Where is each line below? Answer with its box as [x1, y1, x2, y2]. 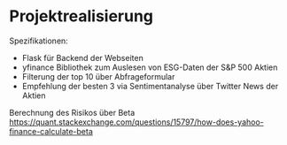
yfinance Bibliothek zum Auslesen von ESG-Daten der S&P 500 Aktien [21, 62, 278, 72]
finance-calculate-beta [9, 126, 93, 136]
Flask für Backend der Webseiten [21, 52, 143, 63]
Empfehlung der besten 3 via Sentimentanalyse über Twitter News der [21, 80, 279, 91]
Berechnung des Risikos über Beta [9, 107, 136, 118]
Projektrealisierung [9, 6, 153, 27]
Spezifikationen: [9, 35, 68, 46]
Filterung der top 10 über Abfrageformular [21, 71, 175, 81]
